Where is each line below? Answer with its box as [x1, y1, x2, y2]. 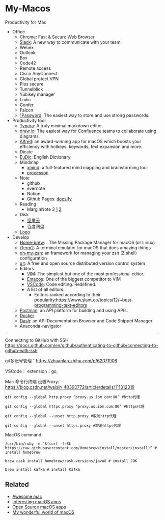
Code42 [19, 60, 36, 66]
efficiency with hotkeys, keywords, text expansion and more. [19, 144, 142, 149]
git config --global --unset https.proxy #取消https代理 [5, 423, 121, 428]
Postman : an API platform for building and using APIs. [19, 307, 128, 313]
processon [27, 170, 49, 175]
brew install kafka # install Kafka [5, 467, 80, 472]
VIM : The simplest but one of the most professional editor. [27, 271, 145, 277]
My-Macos [5, 3, 51, 14]
